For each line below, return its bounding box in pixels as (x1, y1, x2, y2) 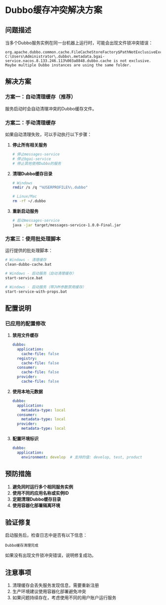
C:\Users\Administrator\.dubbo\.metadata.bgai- (5, 54, 105, 59)
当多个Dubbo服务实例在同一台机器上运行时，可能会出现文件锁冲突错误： (5, 40, 153, 46)
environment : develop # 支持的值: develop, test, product (21, 454, 142, 459)
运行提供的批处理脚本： (5, 248, 53, 253)
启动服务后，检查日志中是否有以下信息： (5, 532, 87, 538)
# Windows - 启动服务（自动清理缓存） (5, 271, 76, 276)
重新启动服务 (12, 208, 39, 214)
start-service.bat (5, 275, 43, 280)
